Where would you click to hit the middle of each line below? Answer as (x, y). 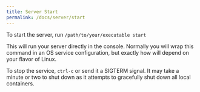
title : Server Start (32, 12)
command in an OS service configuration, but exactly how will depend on (98, 52)
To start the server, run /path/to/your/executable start (76, 34)
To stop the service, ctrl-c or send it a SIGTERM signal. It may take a (93, 70)
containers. (20, 83)
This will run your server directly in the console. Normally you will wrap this (100, 46)
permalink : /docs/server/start (46, 17)
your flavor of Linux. (31, 59)
